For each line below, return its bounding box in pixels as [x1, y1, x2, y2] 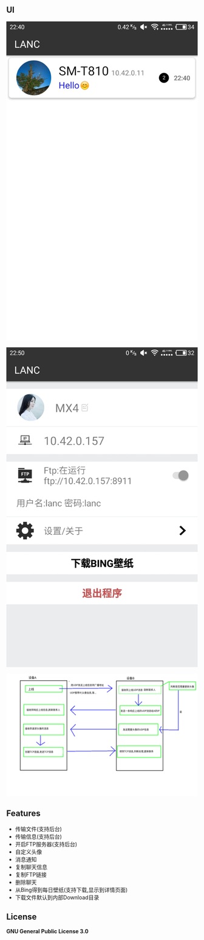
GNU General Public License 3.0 [6, 928, 89, 935]
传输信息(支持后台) [15, 833, 63, 840]
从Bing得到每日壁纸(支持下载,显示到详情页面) [15, 886, 128, 893]
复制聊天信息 [15, 863, 47, 871]
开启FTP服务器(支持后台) [15, 840, 78, 848]
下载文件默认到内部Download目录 [15, 894, 100, 901]
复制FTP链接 [15, 871, 47, 878]
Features [6, 809, 41, 819]
